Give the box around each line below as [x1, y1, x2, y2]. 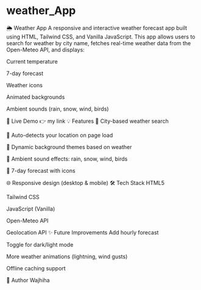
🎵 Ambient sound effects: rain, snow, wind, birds [6, 155, 128, 162]
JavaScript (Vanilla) [6, 205, 55, 212]
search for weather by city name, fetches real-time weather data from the [6, 39, 191, 46]
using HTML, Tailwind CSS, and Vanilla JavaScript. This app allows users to [6, 33, 196, 40]
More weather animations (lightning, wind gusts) [6, 253, 128, 260]
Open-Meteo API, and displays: [6, 46, 85, 53]
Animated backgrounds [6, 93, 65, 101]
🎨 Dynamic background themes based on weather [6, 143, 132, 150]
